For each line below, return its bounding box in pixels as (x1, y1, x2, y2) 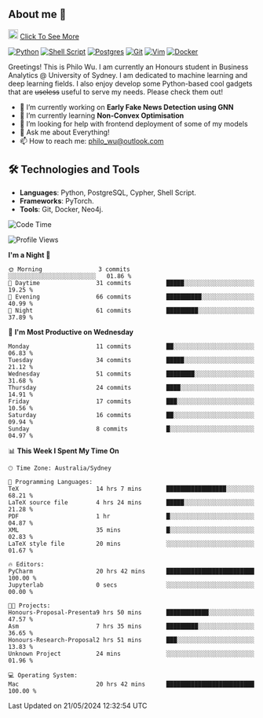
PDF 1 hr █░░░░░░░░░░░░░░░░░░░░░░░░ (8, 512, 255, 520)
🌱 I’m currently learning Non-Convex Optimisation (19, 111, 184, 120)
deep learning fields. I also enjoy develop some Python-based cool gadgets (8, 79, 253, 88)
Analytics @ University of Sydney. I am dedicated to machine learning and (8, 70, 248, 79)
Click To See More (19, 31, 80, 41)
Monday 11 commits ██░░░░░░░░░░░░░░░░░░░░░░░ (8, 343, 255, 350)
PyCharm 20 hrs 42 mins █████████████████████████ (8, 567, 255, 575)
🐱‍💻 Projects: (8, 602, 51, 610)
